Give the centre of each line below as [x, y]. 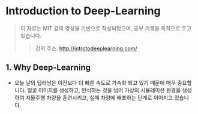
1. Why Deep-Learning [48, 68]
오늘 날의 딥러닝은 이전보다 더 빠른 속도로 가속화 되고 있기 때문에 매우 [95, 82]
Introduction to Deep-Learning [83, 11]
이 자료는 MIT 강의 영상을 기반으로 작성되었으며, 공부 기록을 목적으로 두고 [106, 28]
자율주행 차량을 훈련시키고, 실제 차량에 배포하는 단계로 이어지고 [99, 97]
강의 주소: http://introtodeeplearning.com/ [86, 48]
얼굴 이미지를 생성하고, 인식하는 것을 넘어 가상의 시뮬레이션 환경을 [104, 90]
